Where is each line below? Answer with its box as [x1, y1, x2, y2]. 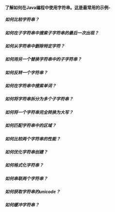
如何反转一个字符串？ [5, 69, 48, 75]
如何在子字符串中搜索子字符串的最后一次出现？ [5, 30, 99, 36]
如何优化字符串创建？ [5, 149, 48, 155]
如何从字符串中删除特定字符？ [5, 43, 65, 49]
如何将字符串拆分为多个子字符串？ [5, 96, 73, 102]
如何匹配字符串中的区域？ [5, 123, 56, 128]
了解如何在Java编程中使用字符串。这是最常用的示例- [5, 4, 111, 10]
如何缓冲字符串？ [5, 202, 39, 208]
